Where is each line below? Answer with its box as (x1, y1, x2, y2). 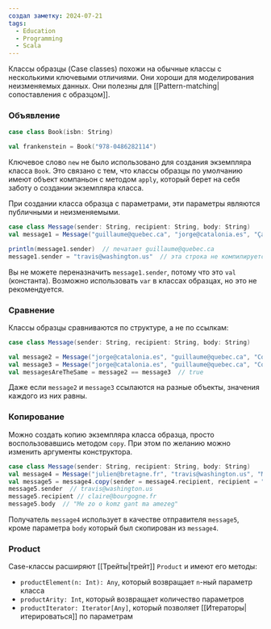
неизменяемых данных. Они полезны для (8, 82, 152, 91)
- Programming (15, 34, 63, 43)
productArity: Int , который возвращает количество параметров (19, 594, 244, 604)
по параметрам (79, 611, 133, 622)
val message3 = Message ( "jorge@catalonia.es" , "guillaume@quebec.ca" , (8, 360, 251, 368)
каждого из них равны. (8, 391, 88, 400)
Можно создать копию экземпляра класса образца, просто (8, 430, 215, 439)
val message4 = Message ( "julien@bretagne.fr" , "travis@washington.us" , (8, 470, 254, 478)
